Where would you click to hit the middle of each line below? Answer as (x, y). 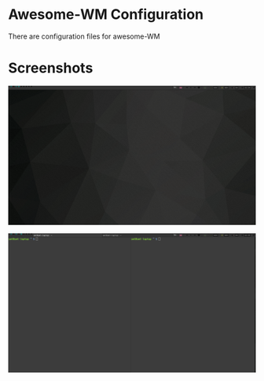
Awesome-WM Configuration (106, 15)
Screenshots (51, 68)
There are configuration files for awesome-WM (84, 36)
